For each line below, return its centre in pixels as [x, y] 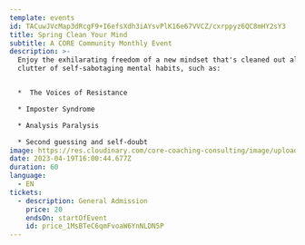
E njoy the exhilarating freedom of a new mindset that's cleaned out [152, 60]
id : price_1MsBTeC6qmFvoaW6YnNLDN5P [95, 226]
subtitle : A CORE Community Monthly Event [91, 43]
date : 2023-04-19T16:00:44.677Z [70, 159]
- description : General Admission [83, 201]
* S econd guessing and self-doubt [83, 142]
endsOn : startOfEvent [66, 218]
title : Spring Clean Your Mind [69, 34]
